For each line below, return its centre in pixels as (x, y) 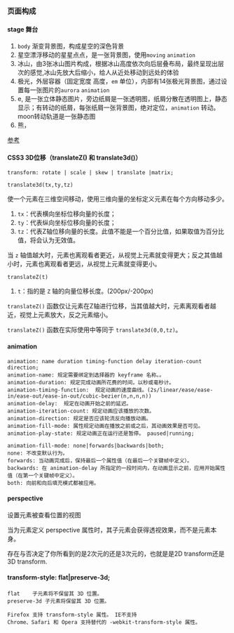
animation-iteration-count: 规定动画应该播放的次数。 (81, 411)
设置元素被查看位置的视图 (44, 515)
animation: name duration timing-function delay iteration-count (104, 361)
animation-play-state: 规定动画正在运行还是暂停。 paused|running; (101, 433)
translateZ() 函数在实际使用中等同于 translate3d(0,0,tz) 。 (95, 330)
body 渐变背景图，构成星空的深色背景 (71, 46)
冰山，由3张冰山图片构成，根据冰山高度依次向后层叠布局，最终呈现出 (118, 64)
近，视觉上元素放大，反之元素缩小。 (60, 315)
